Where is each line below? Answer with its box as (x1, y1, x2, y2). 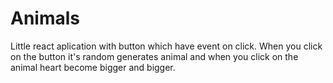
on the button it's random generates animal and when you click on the (10, 50, 299, 62)
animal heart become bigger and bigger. (10, 61, 176, 73)
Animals (10, 7, 81, 30)
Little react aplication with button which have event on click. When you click (10, 40, 323, 52)
